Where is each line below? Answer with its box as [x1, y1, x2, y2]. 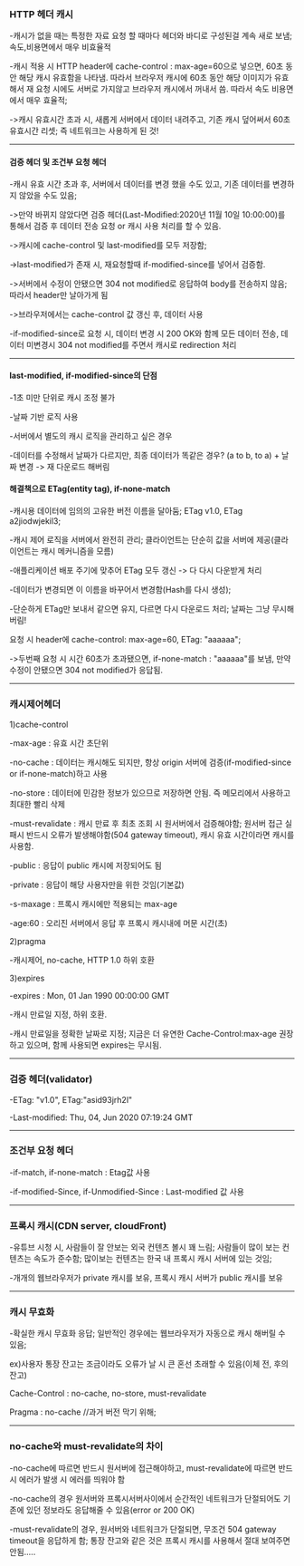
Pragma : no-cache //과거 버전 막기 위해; [9, 1406, 157, 1417]
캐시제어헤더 [9, 698, 62, 710]
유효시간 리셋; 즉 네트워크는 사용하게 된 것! [9, 125, 159, 137]
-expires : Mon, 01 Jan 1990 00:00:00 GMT [9, 991, 170, 1001]
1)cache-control [9, 719, 69, 730]
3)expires [9, 972, 45, 984]
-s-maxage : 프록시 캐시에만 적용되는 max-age [9, 899, 178, 910]
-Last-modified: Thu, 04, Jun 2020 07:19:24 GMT [9, 1112, 194, 1123]
